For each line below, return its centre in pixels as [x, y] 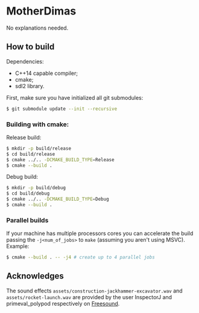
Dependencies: [25, 61]
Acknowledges [35, 276]
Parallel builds [27, 220]
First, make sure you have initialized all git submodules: [75, 97]
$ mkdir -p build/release [39, 148]
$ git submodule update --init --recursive [62, 109]
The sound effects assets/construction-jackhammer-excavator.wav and [94, 291]
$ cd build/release [31, 154]
